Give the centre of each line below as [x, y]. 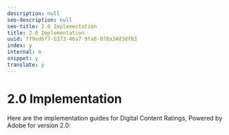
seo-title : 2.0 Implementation [52, 26]
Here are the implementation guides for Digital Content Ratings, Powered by [115, 118]
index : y [20, 45]
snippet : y [23, 59]
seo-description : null [40, 20]
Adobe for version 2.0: [39, 125]
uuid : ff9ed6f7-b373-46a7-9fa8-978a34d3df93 [72, 39]
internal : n [24, 52]
